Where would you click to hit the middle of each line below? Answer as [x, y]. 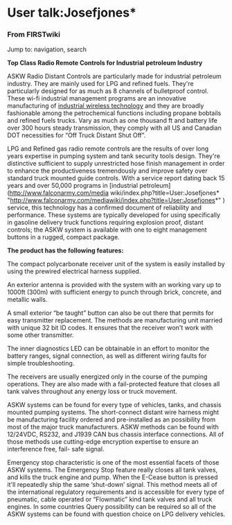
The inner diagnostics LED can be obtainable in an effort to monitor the [108, 349]
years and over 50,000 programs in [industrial [73, 186]
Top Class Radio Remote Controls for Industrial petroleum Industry [105, 63]
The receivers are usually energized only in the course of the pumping [107, 377]
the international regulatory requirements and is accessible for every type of [116, 492]
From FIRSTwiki [34, 35]
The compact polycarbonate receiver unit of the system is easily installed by [116, 264]
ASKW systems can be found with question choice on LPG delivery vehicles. [116, 514]
